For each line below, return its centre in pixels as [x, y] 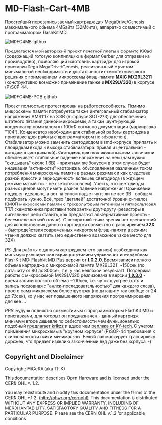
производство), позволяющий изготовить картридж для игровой [72, 61]
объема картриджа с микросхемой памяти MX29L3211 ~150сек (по [75, 265]
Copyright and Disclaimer [44, 357]
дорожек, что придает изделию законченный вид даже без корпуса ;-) [78, 341]
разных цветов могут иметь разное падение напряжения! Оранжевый [78, 188]
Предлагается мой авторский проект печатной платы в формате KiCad [79, 51]
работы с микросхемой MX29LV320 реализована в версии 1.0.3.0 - [75, 275]
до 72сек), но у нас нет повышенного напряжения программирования [78, 296]
